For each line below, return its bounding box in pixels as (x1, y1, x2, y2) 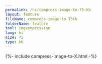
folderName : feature (5, 21, 49, 26)
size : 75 (5, 35, 24, 40)
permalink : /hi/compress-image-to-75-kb (5, 7, 91, 12)
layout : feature (5, 12, 39, 17)
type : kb (5, 40, 24, 45)
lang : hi (5, 30, 24, 35)
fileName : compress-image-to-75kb (5, 16, 78, 21)
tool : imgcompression (5, 26, 51, 31)
